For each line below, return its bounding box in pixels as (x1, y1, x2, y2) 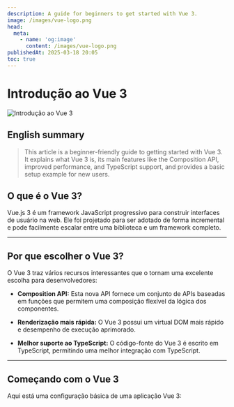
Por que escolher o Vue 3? (7, 250, 124, 262)
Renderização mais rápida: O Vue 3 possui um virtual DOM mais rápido (17, 318, 224, 327)
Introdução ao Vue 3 (7, 85, 127, 101)
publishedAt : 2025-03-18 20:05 (7, 50, 98, 57)
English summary (7, 129, 85, 141)
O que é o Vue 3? (7, 190, 82, 202)
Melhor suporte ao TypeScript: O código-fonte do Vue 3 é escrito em (17, 339, 219, 348)
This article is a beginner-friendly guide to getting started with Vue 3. (24, 147, 223, 156)
